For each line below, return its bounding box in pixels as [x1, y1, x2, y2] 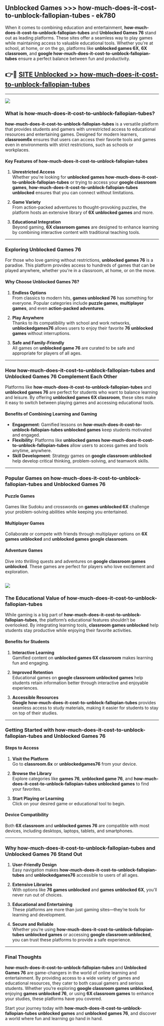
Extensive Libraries [12, 881, 53, 888]
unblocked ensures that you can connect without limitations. [12, 190, 135, 196]
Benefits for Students [5, 638, 50, 644]
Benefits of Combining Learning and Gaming [5, 411, 97, 417]
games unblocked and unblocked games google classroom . [5, 536, 128, 542]
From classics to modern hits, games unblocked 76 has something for [12, 295, 154, 301]
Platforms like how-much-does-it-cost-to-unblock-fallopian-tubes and [5, 384, 151, 390]
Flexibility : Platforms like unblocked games [12, 437, 101, 443]
